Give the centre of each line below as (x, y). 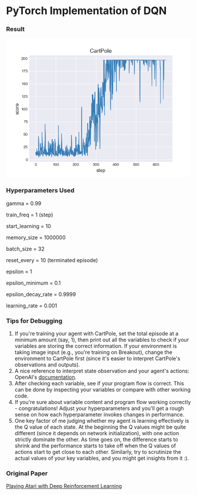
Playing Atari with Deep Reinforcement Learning (64, 486)
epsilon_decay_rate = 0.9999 (41, 294)
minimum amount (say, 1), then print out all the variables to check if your (102, 340)
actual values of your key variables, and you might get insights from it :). (102, 458)
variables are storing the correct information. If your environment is (96, 346)
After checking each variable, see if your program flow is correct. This (99, 384)
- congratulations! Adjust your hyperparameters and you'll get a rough (99, 408)
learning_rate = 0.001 (32, 306)
